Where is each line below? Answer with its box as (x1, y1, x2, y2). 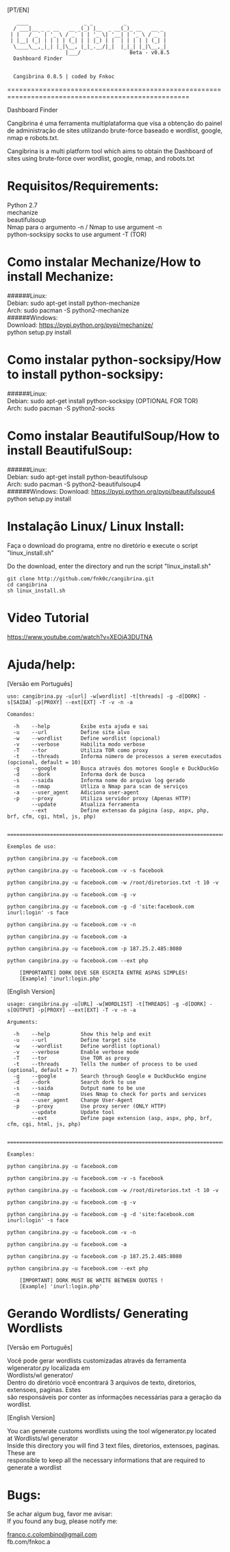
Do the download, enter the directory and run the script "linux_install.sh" (7, 562, 212, 570)
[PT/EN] (7, 6, 29, 14)
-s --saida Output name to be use (13, 1084, 146, 1091)
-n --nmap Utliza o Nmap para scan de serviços (13, 783, 188, 790)
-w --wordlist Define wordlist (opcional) (13, 735, 161, 742)
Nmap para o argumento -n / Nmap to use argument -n (7, 222, 162, 231)
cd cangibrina (7, 581, 48, 588)
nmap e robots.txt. (7, 134, 60, 141)
